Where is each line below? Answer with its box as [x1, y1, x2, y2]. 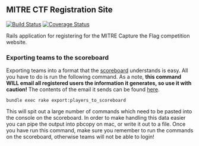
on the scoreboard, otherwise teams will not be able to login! [6, 133, 154, 141]
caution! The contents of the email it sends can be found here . [6, 86, 160, 93]
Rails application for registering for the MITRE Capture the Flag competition [6, 32, 190, 39]
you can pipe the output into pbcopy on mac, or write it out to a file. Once [6, 120, 186, 128]
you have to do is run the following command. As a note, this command [6, 73, 182, 80]
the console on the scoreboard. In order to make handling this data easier [6, 114, 186, 122]
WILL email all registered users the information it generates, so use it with [6, 80, 192, 87]
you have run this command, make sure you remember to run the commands [6, 127, 194, 134]
